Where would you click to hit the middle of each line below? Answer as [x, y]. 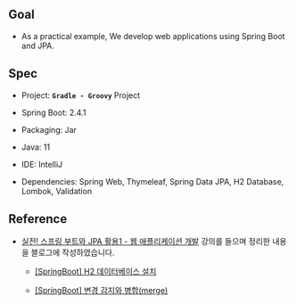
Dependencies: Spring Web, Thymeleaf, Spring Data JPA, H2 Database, [152, 181]
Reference [38, 219]
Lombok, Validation [57, 191]
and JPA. [38, 45]
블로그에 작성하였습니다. [73, 252]
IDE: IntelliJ [42, 164]
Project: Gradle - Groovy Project [81, 95]
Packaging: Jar [49, 129]
